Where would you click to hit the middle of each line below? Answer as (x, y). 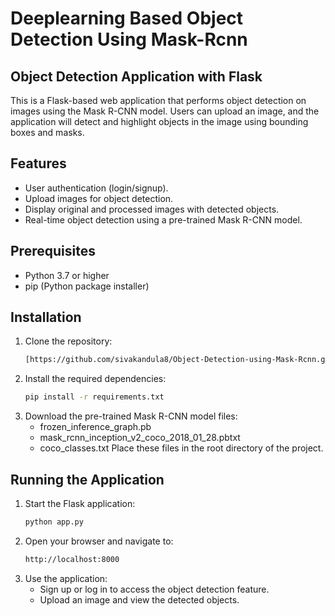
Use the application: (66, 578)
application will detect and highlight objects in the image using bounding (159, 121)
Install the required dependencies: (95, 379)
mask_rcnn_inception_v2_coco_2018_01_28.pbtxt (140, 438)
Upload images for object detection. (99, 198)
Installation (46, 317)
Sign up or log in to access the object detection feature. (154, 589)
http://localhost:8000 (72, 559)
